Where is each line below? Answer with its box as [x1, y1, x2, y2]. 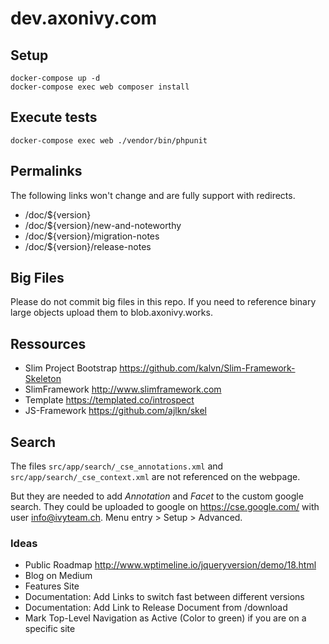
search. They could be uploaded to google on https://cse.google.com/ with [10, 501, 320, 513]
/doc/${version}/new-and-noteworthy [24, 219, 182, 231]
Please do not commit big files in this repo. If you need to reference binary [10, 296, 317, 308]
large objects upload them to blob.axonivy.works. [10, 307, 213, 319]
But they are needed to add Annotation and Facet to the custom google [10, 490, 304, 502]
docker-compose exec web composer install [10, 82, 190, 92]
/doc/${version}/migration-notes [24, 230, 160, 242]
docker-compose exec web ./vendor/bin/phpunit [10, 135, 208, 146]
